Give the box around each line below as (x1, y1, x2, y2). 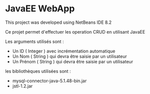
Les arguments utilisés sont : (5, 38, 64, 45)
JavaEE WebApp (5, 3, 75, 14)
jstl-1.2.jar (12, 83, 33, 89)
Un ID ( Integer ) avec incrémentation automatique (12, 48, 116, 54)
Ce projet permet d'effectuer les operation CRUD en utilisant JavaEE (5, 29, 146, 35)
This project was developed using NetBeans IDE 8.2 (5, 19, 112, 25)
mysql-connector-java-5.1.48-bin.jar (12, 78, 87, 84)
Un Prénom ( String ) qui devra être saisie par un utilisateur (12, 58, 134, 64)
